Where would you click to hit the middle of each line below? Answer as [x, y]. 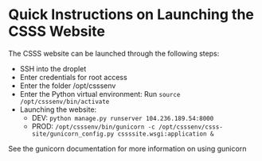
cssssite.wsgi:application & [166, 134]
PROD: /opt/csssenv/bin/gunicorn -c [93, 126]
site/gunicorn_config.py [73, 134]
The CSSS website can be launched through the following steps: [114, 53]
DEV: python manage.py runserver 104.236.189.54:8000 [123, 117]
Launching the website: [58, 109]
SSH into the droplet [53, 68]
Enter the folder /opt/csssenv [68, 86]
